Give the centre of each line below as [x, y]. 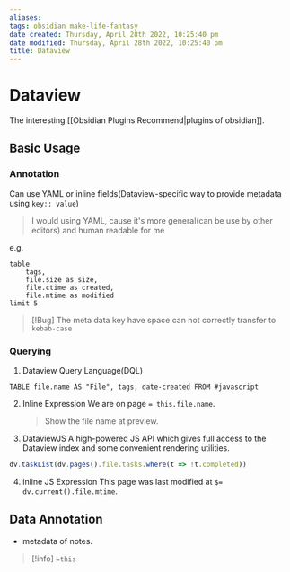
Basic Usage [45, 149]
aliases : [26, 18]
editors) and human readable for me [98, 230]
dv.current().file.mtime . [70, 491]
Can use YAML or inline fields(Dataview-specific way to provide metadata [145, 193]
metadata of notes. [57, 541]
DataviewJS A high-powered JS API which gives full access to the [144, 439]
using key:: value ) [44, 203]
